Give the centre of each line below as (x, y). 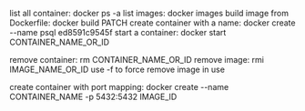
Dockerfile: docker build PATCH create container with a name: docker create (152, 23)
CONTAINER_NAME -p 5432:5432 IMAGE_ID (93, 96)
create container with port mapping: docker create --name (119, 87)
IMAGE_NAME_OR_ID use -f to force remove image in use (117, 69)
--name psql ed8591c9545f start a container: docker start (118, 32)
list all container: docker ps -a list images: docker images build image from (149, 13)
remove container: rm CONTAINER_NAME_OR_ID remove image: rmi (137, 60)
